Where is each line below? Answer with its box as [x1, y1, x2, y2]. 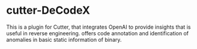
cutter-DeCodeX [6, 4, 90, 17]
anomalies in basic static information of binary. [6, 36, 122, 43]
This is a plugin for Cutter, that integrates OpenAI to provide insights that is [6, 23, 191, 30]
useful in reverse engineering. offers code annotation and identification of [6, 29, 189, 36]
